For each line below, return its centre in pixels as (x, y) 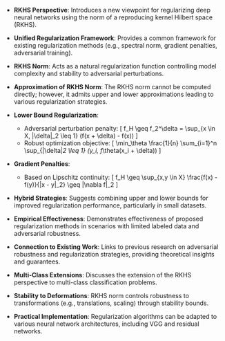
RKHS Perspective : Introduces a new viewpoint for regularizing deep (112, 10)
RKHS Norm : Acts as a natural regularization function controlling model (115, 66)
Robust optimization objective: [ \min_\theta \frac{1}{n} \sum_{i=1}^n (120, 143)
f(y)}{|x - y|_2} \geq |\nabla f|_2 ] (71, 185)
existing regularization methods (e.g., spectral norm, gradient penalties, (115, 45)
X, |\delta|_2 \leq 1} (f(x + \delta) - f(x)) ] (81, 136)
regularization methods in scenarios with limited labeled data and (106, 226)
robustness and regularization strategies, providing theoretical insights (114, 254)
